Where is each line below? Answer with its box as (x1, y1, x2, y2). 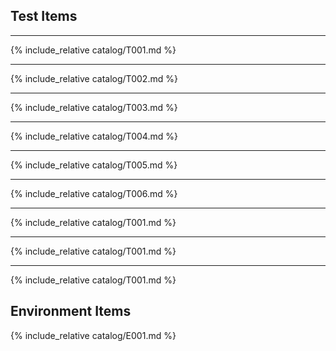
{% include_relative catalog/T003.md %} (10, 101, 178, 113)
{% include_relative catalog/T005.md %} (10, 159, 178, 171)
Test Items (10, 8, 78, 25)
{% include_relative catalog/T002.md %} (10, 72, 178, 84)
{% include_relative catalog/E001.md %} (10, 329, 177, 341)
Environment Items (10, 303, 132, 320)
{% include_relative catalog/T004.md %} (10, 130, 178, 142)
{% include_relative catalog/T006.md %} (10, 187, 178, 199)
